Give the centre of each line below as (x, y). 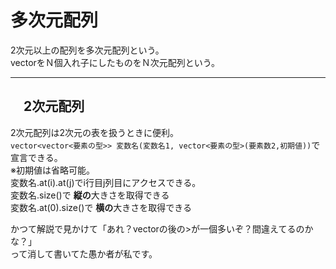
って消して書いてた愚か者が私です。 (84, 253)
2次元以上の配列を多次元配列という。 (87, 50)
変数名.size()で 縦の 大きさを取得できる (90, 195)
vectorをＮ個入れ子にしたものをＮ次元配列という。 (115, 62)
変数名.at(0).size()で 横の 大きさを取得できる (101, 207)
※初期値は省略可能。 (52, 170)
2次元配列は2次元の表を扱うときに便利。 (95, 132)
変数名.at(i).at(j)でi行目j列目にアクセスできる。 (106, 182)
